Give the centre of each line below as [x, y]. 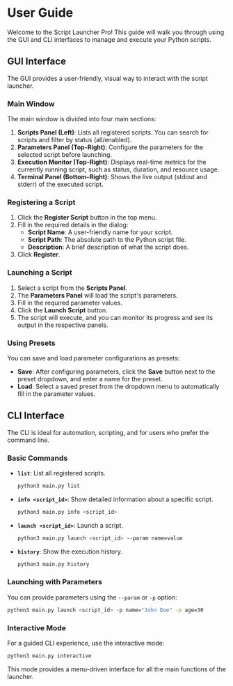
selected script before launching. [65, 155]
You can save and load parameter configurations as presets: [94, 358]
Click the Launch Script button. [62, 310]
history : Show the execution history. [70, 551]
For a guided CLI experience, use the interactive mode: [86, 643]
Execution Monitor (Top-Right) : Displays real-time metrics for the [112, 162]
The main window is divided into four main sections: [82, 119]
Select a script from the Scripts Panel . [72, 288]
